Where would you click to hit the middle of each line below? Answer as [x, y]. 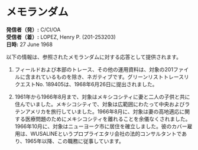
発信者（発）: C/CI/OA [33, 30]
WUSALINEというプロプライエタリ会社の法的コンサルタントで [106, 133]
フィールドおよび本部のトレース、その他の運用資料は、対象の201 [94, 69]
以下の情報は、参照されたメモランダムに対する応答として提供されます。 [94, 57]
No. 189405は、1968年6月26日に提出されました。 [96, 84]
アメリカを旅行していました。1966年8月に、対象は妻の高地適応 [102, 111]
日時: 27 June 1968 [30, 44]
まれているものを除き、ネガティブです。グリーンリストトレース [107, 77]
